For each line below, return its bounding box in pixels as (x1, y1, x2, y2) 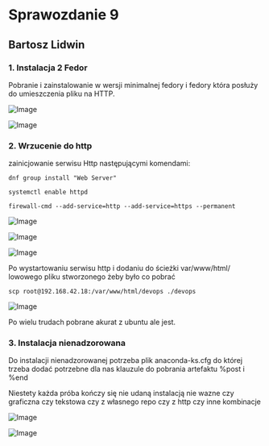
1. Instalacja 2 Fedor (8, 62, 88, 73)
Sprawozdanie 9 (8, 6, 119, 24)
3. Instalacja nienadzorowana (8, 337, 126, 348)
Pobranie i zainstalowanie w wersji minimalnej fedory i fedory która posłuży (8, 80, 259, 90)
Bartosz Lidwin (8, 38, 85, 52)
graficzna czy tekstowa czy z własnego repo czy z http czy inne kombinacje (8, 397, 262, 406)
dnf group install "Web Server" (8, 174, 117, 182)
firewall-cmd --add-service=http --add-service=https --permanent (8, 202, 236, 210)
